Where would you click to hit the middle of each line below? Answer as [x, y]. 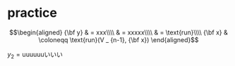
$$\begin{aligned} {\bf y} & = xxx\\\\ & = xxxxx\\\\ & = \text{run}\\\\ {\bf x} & [119, 32]
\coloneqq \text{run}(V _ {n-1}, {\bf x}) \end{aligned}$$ [119, 39]
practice [32, 13]
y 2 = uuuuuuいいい [35, 55]
